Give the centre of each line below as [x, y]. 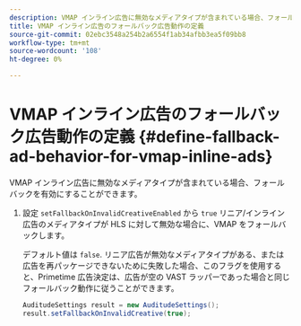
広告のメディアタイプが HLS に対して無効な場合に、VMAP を [134, 224]
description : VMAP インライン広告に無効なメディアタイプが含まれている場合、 [138, 18]
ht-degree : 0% [36, 59]
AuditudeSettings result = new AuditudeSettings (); [120, 305]
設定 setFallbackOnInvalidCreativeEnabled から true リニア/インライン [153, 213]
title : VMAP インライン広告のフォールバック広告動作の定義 [107, 26]
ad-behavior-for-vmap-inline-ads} [141, 157]
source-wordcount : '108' [56, 51]
